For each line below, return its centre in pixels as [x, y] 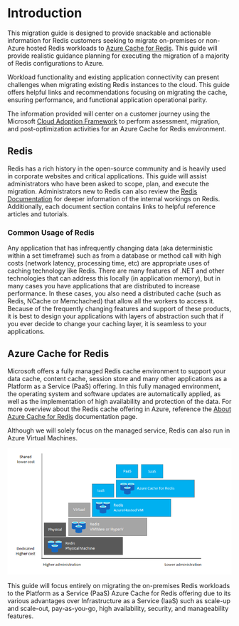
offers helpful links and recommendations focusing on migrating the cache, [117, 92]
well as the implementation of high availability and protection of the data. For [119, 401]
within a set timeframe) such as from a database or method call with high [115, 256]
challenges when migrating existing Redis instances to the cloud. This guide [118, 84]
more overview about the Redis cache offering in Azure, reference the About [119, 409]
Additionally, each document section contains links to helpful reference [111, 206]
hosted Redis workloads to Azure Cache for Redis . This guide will [122, 48]
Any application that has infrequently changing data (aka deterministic [110, 248]
